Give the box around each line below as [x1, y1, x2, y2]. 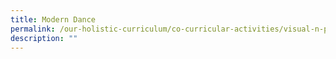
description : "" [10, 33, 78, 43]
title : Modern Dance [10, 14, 97, 25]
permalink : [10, 24, 56, 34]
